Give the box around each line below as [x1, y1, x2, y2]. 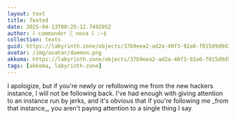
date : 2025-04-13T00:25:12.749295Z [7, 23, 112, 30]
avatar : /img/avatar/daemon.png [7, 50, 102, 57]
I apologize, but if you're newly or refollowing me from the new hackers [7, 81, 214, 90]
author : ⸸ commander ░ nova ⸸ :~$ [7, 29, 107, 37]
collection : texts [7, 36, 61, 43]
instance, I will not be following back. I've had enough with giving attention [7, 89, 223, 97]
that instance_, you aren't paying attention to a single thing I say [7, 104, 192, 112]
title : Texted [7, 17, 49, 24]
